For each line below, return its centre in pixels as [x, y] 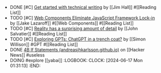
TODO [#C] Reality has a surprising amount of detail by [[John [74, 28]
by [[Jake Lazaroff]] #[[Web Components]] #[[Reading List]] [72, 23]
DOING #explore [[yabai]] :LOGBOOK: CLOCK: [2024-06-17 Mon [76, 60]
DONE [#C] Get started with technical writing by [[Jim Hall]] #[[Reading [83, 7]
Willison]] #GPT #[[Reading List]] [44, 44]
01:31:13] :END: [25, 65]
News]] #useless [27, 55]
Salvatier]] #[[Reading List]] [38, 34]
